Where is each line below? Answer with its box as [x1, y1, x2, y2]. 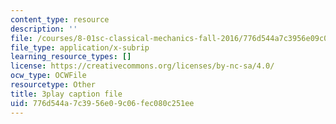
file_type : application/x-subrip [10, 42, 150, 53]
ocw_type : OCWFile [10, 71, 87, 81]
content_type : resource [10, 14, 110, 25]
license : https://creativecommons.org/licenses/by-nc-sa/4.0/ [10, 61, 275, 71]
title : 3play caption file [10, 89, 123, 99]
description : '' [10, 24, 78, 34]
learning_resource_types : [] [10, 52, 132, 62]
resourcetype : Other [10, 80, 97, 90]
